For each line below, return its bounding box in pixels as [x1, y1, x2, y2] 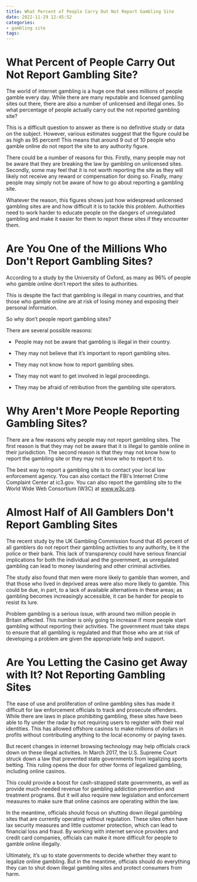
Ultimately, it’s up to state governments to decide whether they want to [6, 851, 177, 859]
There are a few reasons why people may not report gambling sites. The [6, 436, 181, 443]
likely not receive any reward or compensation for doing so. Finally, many [6, 173, 183, 180]
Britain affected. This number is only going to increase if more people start [6, 616, 186, 623]
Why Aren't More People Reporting [6, 405, 180, 418]
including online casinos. [6, 767, 66, 775]
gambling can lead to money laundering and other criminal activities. [6, 562, 172, 570]
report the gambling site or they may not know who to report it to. [6, 455, 164, 462]
